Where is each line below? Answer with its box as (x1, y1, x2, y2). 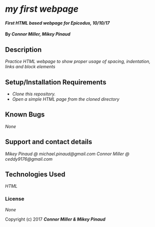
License (5, 196, 25, 202)
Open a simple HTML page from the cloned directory (12, 96, 120, 102)
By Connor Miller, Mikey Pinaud (5, 31, 71, 37)
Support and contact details (5, 138, 92, 146)
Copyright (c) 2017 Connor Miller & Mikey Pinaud (5, 216, 105, 222)
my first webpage (5, 3, 78, 15)
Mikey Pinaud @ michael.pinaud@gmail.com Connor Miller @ (5, 151, 129, 157)
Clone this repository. (12, 91, 56, 97)
